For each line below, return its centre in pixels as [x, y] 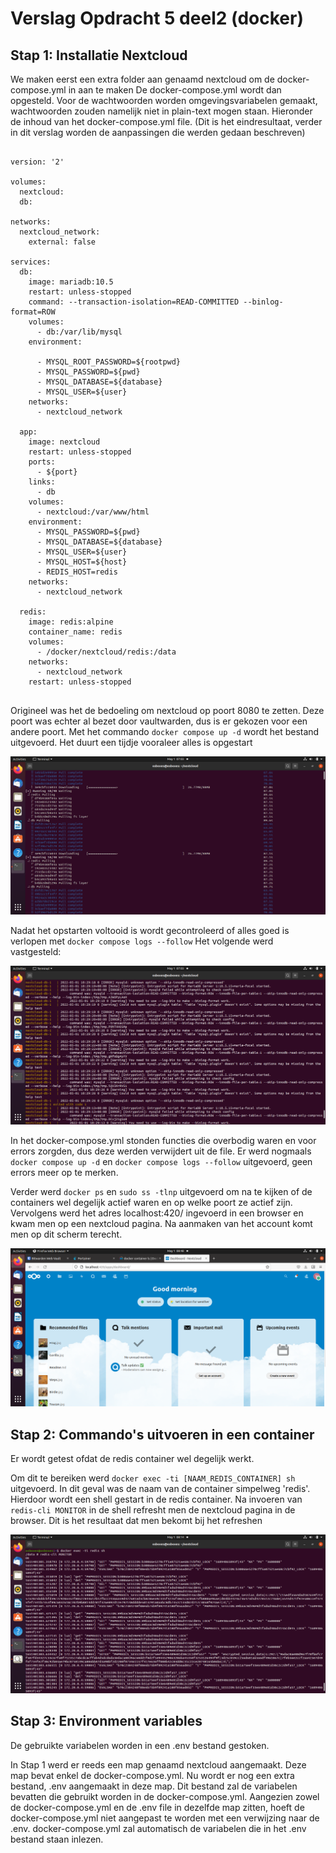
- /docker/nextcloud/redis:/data [106, 652]
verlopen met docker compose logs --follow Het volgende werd [142, 941]
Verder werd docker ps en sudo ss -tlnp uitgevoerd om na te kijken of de [161, 1191]
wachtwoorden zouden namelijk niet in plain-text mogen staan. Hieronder [161, 111]
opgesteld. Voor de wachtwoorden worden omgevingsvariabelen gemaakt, [164, 100]
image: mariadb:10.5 [71, 282]
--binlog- [263, 302]
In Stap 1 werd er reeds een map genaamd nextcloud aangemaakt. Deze [158, 1764]
